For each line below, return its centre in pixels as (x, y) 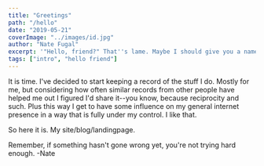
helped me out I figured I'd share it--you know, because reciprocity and (124, 98)
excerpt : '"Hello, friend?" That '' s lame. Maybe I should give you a (125, 52)
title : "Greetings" (40, 15)
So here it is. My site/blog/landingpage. (72, 129)
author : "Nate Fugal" (44, 45)
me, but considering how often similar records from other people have (122, 89)
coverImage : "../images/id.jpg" (61, 37)
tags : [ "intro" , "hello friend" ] (63, 60)
